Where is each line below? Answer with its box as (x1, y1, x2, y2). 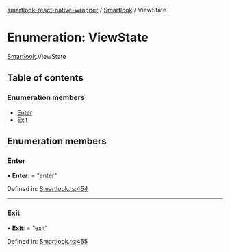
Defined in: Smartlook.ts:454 (7, 185, 88, 193)
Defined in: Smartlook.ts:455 (7, 237, 88, 245)
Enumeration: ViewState (7, 30, 149, 45)
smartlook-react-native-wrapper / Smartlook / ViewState (7, 6, 167, 14)
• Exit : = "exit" (7, 224, 48, 232)
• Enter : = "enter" (7, 171, 57, 180)
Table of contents (7, 72, 84, 84)
